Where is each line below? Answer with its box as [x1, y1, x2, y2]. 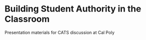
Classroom [4, 13, 50, 25]
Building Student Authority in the [4, 3, 142, 14]
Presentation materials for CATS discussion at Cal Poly [4, 29, 115, 35]
